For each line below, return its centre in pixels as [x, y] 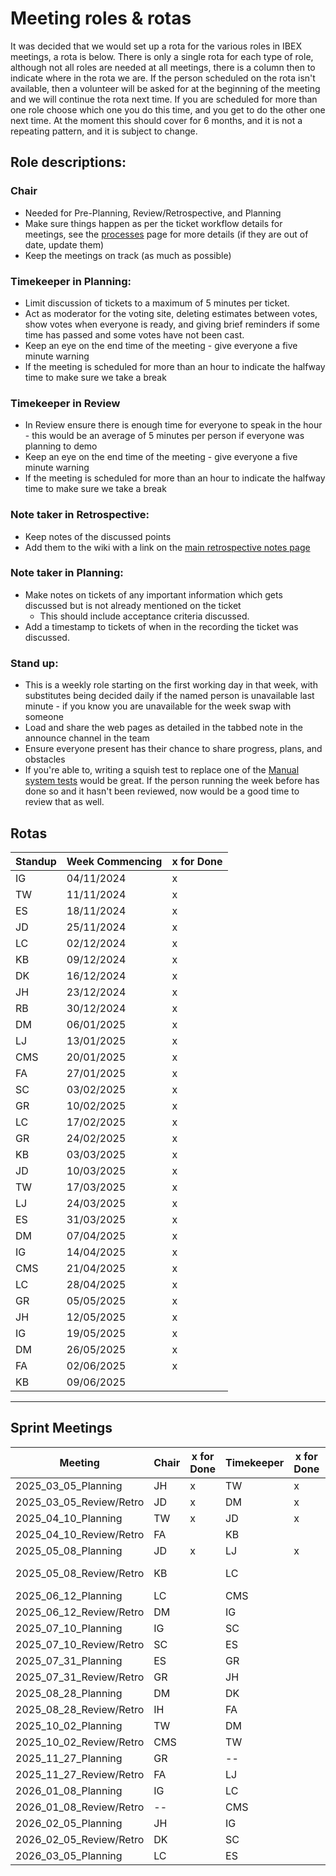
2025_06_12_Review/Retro [80, 1612]
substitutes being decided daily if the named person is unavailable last [169, 696]
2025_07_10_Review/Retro [80, 1644]
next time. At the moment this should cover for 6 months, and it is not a [156, 120]
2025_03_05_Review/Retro [80, 1502]
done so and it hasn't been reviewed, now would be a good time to [162, 791]
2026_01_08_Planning [69, 1790]
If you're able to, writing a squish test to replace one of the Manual [162, 770]
